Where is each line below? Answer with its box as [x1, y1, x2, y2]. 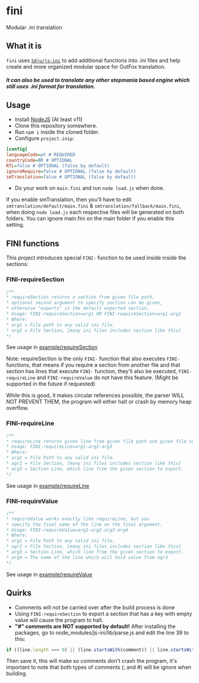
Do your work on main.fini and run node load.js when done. [14, 185, 165, 192]
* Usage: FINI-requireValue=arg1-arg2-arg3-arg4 [6, 527, 129, 533]
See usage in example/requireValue [6, 571, 93, 578]
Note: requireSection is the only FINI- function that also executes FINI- [6, 355, 181, 363]
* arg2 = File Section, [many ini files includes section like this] [6, 328, 182, 333]
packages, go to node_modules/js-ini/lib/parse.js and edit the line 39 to [14, 629, 189, 636]
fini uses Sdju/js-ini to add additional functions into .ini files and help [6, 56, 181, 63]
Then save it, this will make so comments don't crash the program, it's [6, 657, 178, 665]
